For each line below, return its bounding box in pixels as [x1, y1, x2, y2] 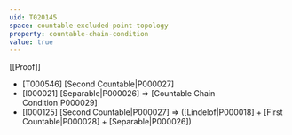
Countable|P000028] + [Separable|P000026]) [21, 116, 193, 127]
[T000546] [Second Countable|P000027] [21, 79, 175, 89]
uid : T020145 [9, 12, 58, 22]
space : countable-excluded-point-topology [9, 21, 169, 30]
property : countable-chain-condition [9, 29, 149, 38]
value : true [9, 37, 53, 47]
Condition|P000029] [21, 98, 98, 109]
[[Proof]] [9, 62, 42, 72]
